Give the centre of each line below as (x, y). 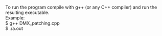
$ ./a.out (14, 28)
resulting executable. (27, 12)
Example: (15, 18)
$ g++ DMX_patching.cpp (32, 23)
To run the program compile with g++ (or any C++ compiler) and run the (81, 7)
